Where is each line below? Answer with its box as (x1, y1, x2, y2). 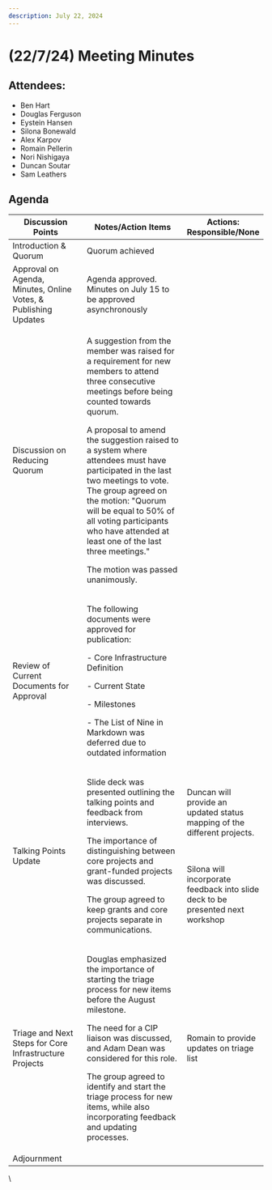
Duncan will (186, 787, 232, 798)
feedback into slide (186, 884, 260, 895)
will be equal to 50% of (86, 505, 176, 516)
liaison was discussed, (86, 1033, 172, 1044)
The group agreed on (86, 485, 168, 496)
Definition (86, 662, 124, 674)
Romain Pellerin (19, 143, 73, 153)
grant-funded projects (86, 865, 172, 877)
